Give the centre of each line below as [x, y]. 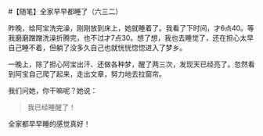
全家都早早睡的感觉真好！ [49, 124]
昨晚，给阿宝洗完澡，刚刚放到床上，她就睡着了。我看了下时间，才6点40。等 [131, 28]
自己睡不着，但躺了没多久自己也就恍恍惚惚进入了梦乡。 [97, 48]
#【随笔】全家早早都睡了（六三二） [65, 11]
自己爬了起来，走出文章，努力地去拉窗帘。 [97, 74]
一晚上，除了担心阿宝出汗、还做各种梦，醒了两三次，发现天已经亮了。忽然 [128, 64]
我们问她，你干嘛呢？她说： [53, 91]
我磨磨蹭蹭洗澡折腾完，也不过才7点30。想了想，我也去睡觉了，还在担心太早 [131, 38]
